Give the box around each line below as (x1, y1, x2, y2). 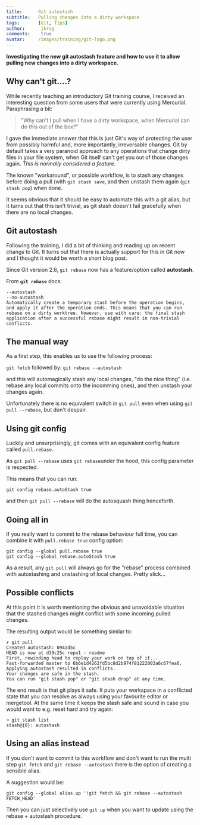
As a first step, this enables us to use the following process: (6, 352, 153, 360)
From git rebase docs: (6, 277, 62, 284)
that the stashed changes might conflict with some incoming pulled (6, 610, 171, 617)
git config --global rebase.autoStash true (6, 554, 116, 560)
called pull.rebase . (6, 446, 54, 453)
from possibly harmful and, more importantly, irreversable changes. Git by (6, 141, 187, 148)
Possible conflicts (6, 588, 74, 598)
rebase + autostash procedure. (6, 812, 82, 819)
